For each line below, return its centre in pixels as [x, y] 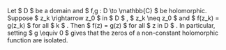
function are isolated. [38, 40]
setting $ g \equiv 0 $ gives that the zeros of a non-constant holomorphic [113, 33]
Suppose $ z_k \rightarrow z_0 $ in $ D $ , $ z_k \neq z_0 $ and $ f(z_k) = [113, 18]
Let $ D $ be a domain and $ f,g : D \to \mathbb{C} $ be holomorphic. [107, 11]
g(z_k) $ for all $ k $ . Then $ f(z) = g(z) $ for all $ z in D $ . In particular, [111, 25]
